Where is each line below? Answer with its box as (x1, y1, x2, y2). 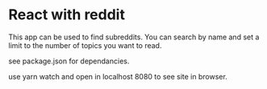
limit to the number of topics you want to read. (8, 40, 162, 50)
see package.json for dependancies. (8, 56, 130, 66)
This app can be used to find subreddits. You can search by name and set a (8, 32, 260, 42)
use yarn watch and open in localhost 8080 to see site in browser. (8, 71, 227, 81)
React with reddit (8, 6, 125, 24)
